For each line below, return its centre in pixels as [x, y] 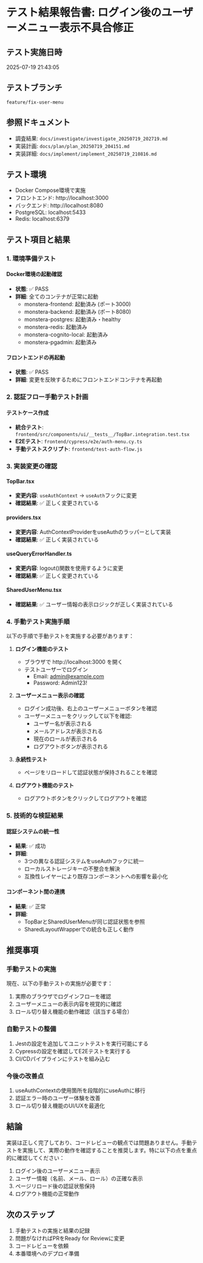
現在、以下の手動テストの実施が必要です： [60, 984]
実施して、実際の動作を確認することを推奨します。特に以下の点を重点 [110, 1150]
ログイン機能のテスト [42, 649]
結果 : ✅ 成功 [30, 846]
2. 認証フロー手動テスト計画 [47, 397]
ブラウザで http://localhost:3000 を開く [74, 662]
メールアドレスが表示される [68, 731]
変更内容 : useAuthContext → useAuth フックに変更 [76, 496]
